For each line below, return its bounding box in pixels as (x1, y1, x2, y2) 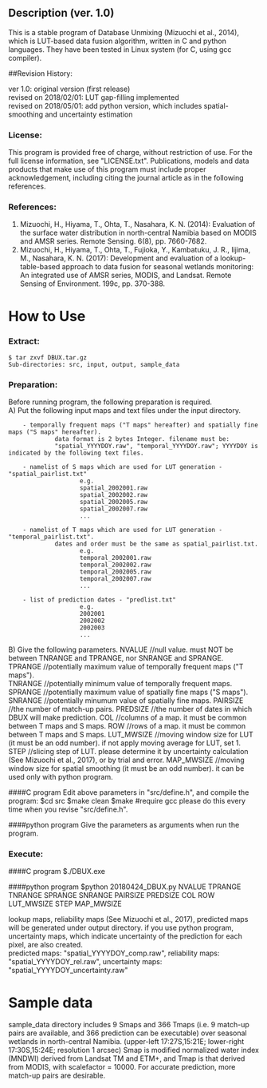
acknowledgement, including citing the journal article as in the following (8, 173, 245, 183)
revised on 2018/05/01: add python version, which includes (8, 101, 202, 110)
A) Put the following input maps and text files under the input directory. (8, 406, 241, 415)
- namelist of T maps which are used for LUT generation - (22, 526, 223, 534)
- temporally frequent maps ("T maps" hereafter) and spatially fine (22, 421, 259, 430)
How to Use (8, 307, 86, 325)
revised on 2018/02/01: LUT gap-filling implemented (8, 92, 179, 102)
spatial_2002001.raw (79, 484, 148, 492)
